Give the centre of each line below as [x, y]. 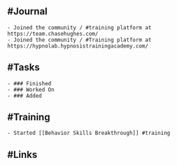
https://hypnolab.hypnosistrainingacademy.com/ [78, 46]
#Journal [27, 12]
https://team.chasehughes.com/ [53, 34]
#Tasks [24, 67]
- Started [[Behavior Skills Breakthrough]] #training [89, 133]
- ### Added [24, 96]
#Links [22, 154]
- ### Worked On [31, 89]
